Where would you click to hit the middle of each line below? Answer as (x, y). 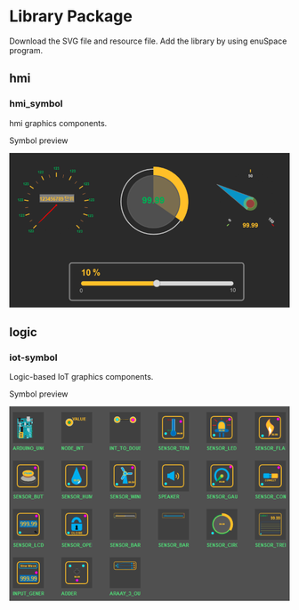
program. (26, 50)
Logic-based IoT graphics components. (81, 377)
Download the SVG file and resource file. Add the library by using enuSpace (148, 41)
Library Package (71, 16)
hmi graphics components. (58, 123)
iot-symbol (33, 357)
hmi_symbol (36, 104)
